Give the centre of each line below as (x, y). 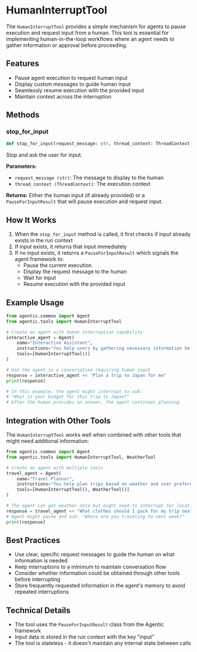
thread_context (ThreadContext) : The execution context (82, 184)
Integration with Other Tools (58, 420)
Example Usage (35, 303)
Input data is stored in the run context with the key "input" (84, 637)
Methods (23, 115)
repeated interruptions (42, 592)
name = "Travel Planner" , (46, 479)
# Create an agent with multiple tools (55, 468)
